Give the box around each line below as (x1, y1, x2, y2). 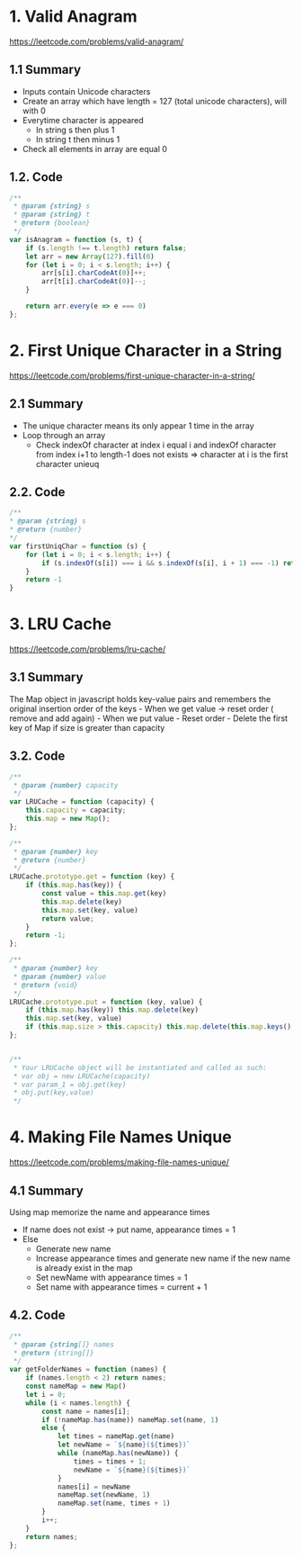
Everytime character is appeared (22, 114, 144, 125)
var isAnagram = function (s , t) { (9, 235, 143, 244)
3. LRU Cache (9, 614, 112, 635)
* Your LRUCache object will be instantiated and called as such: (13, 1063, 268, 1072)
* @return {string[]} (13, 1348, 94, 1357)
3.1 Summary (9, 670, 84, 685)
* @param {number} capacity (13, 780, 119, 789)
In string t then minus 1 (35, 133, 120, 145)
